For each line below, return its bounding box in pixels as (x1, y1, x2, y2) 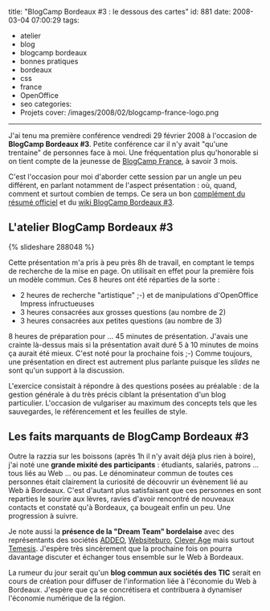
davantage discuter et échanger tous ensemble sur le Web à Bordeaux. (8, 552, 243, 561)
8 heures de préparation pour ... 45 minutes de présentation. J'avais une (8, 331, 248, 340)
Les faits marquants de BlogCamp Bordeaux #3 (8, 430, 249, 444)
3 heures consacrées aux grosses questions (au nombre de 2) (19, 307, 227, 316)
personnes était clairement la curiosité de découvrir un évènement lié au (8, 477, 248, 487)
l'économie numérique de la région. (8, 593, 126, 603)
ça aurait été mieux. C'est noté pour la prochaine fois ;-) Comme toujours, (8, 348, 253, 358)
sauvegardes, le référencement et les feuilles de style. (8, 406, 188, 416)
